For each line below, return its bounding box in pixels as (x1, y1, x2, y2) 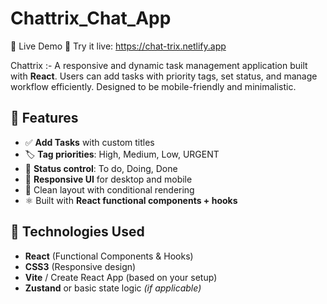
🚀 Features (10, 110, 79, 127)
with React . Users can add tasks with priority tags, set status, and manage (10, 70, 318, 82)
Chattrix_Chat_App (10, 7, 172, 30)
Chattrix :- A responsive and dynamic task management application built (10, 59, 308, 71)
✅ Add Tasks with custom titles (24, 136, 155, 148)
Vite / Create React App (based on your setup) (24, 271, 218, 283)
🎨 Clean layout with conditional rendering (24, 183, 195, 196)
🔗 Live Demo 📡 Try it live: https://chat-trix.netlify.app (10, 40, 227, 52)
